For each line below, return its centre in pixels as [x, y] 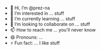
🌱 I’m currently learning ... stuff [43, 19]
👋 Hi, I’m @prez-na [30, 8]
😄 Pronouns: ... [27, 37]
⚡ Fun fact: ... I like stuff [35, 43]
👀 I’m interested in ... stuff [37, 13]
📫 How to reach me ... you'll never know [53, 30]
